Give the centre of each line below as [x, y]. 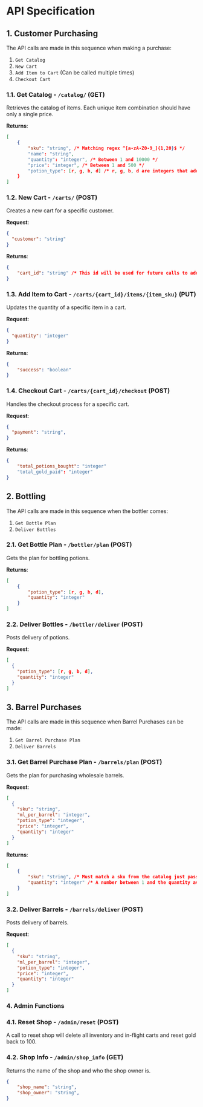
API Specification [51, 11]
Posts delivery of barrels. [37, 922]
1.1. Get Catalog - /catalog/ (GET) [56, 94]
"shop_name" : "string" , [47, 1087]
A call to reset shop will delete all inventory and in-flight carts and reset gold [101, 1035]
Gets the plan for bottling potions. [48, 558]
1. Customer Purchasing [52, 34]
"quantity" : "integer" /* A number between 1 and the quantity [109, 883]
